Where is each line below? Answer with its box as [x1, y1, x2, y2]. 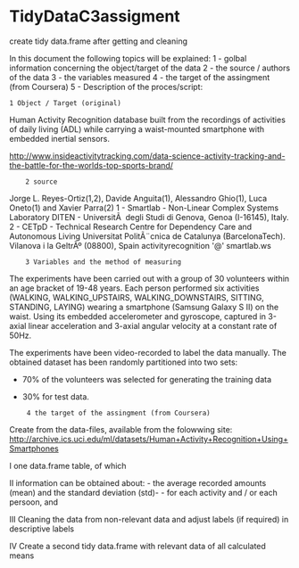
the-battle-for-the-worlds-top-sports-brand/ [9, 160, 174, 170]
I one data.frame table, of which [9, 460, 127, 471]
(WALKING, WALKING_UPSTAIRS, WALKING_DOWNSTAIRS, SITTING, [9, 292, 265, 302]
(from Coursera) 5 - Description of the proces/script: [9, 81, 203, 92]
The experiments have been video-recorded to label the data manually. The [9, 347, 287, 358]
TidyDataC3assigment [9, 6, 180, 27]
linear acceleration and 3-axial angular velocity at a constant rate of [28, 320, 278, 331]
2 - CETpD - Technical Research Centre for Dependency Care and [9, 221, 253, 232]
